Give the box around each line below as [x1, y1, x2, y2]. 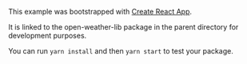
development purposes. [8, 31, 87, 40]
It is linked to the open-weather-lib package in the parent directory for [8, 22, 239, 31]
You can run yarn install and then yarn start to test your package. [8, 46, 233, 55]
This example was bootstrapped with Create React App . [8, 7, 193, 16]
